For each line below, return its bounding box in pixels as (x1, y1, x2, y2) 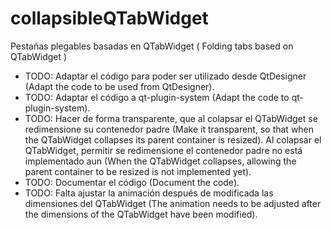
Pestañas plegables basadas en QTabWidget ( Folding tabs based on (10, 40, 294, 52)
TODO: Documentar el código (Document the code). (24, 176, 240, 188)
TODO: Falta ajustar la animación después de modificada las (24, 187, 274, 199)
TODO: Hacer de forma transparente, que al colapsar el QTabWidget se (24, 112, 318, 124)
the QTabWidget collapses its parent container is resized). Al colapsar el (24, 133, 322, 146)
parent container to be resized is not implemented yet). (24, 165, 252, 177)
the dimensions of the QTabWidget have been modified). (24, 208, 258, 220)
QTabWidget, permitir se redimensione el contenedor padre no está (24, 144, 303, 156)
